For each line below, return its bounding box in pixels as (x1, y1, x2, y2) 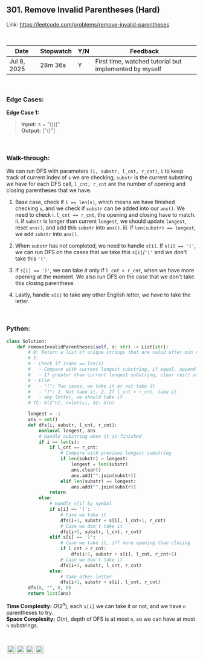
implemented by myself (95, 65, 162, 73)
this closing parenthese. (14, 280, 76, 287)
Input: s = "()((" (21, 121, 60, 128)
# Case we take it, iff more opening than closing (60, 540, 190, 546)
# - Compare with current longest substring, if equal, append (28, 367, 196, 373)
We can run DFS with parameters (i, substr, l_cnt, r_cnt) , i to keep (6, 167, 184, 175)
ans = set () (28, 417, 59, 423)
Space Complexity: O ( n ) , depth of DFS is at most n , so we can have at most (6, 615, 195, 623)
